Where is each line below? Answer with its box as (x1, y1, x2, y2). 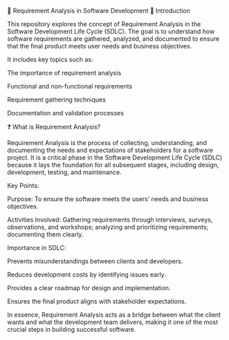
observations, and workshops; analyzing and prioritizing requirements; (7, 223, 209, 231)
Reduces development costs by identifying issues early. (7, 270, 166, 278)
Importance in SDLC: (7, 244, 66, 252)
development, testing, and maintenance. (7, 168, 122, 176)
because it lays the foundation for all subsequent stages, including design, (7, 161, 219, 169)
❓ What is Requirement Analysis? (7, 123, 101, 131)
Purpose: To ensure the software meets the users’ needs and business (7, 195, 209, 203)
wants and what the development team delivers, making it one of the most (7, 318, 219, 326)
